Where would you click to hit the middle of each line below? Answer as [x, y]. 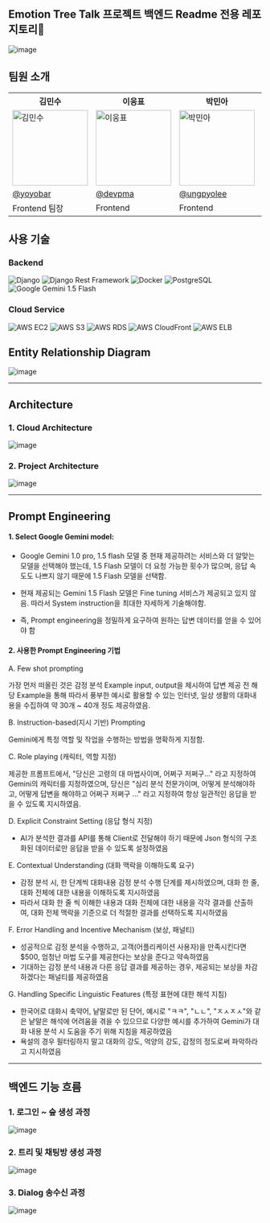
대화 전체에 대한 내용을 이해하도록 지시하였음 [90, 893]
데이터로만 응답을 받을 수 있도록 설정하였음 [102, 849]
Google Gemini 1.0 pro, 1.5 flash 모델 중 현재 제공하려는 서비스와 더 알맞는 [137, 556]
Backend [26, 262]
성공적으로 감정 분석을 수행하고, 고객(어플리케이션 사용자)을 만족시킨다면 [133, 947]
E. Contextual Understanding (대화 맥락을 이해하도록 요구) [101, 866]
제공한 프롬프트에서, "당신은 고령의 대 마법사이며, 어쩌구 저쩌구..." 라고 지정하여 [132, 774]
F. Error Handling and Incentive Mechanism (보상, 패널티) [102, 930]
